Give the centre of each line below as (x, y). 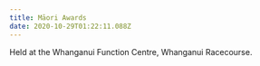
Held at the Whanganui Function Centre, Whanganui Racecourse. (131, 52)
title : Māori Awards (48, 18)
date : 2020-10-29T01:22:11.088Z (70, 26)
